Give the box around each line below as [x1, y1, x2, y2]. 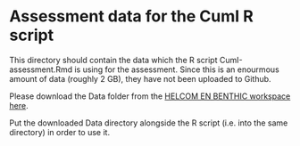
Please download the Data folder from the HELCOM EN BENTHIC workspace [9, 91, 291, 101]
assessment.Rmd [9, 64, 73, 75]
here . [9, 100, 29, 110]
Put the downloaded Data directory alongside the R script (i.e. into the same [9, 118, 288, 128]
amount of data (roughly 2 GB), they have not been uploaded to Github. [9, 73, 271, 84]
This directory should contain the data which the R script [9, 54, 218, 65]
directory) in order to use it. [9, 126, 110, 137]
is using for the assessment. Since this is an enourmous [74, 64, 279, 75]
